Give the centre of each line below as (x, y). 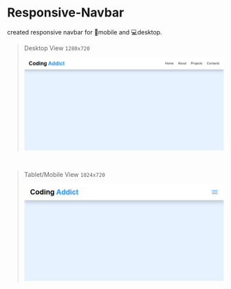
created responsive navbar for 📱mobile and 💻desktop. (85, 32)
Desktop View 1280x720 (57, 48)
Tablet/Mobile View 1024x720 (64, 174)
